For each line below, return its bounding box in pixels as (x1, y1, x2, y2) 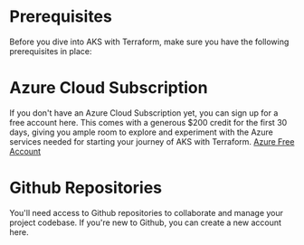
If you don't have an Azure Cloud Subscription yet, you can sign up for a (9, 107, 279, 118)
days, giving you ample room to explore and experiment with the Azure (9, 127, 274, 137)
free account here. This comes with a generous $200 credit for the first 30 (9, 117, 288, 127)
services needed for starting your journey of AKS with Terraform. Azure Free (9, 136, 295, 146)
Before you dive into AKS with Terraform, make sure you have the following (9, 36, 290, 47)
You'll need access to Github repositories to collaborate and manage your (9, 207, 283, 218)
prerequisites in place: (9, 45, 92, 56)
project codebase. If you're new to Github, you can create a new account (9, 217, 282, 228)
